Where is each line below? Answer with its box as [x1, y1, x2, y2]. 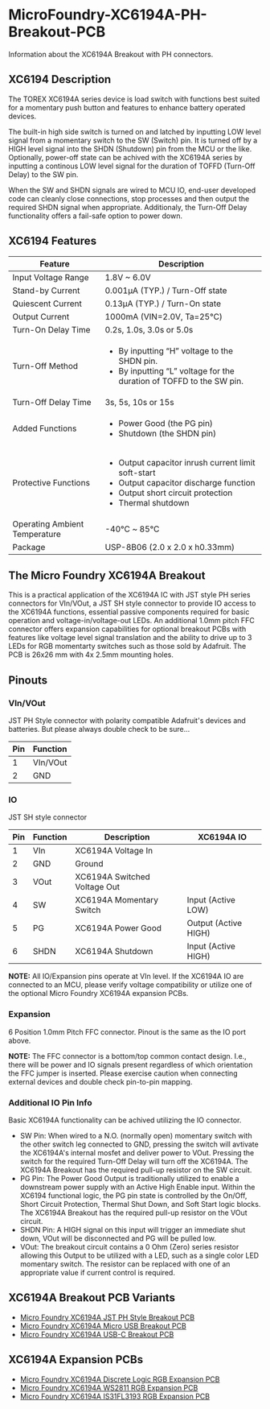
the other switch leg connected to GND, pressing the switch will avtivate [19, 1139, 259, 1149]
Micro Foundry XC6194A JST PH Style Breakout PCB [19, 1312, 195, 1322]
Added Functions [12, 423, 77, 434]
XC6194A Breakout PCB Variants [8, 1291, 175, 1305]
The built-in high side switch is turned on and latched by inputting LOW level [8, 126, 261, 136]
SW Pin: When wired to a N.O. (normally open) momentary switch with [19, 1130, 252, 1140]
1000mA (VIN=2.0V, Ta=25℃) [104, 311, 223, 322]
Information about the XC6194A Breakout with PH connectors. [8, 49, 214, 59]
